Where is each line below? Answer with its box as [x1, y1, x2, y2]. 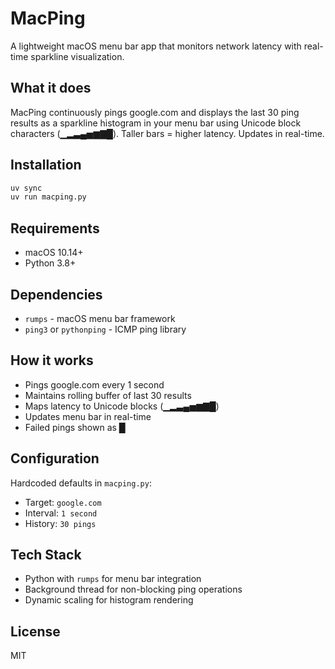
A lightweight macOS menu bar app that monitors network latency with [10, 40, 302, 52]
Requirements [10, 220, 100, 237]
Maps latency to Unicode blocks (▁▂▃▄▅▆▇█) [24, 400, 220, 412]
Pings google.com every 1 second [24, 378, 165, 391]
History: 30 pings [24, 517, 97, 529]
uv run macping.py [10, 192, 87, 202]
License [10, 623, 61, 640]
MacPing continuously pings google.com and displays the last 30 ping [10, 106, 300, 118]
